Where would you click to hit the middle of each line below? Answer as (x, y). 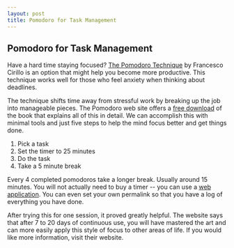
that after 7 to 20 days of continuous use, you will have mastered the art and (117, 223)
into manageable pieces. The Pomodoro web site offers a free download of (115, 108)
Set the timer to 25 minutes (56, 151)
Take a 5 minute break (49, 166)
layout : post (26, 14)
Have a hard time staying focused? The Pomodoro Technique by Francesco (115, 65)
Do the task (34, 159)
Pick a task (33, 144)
